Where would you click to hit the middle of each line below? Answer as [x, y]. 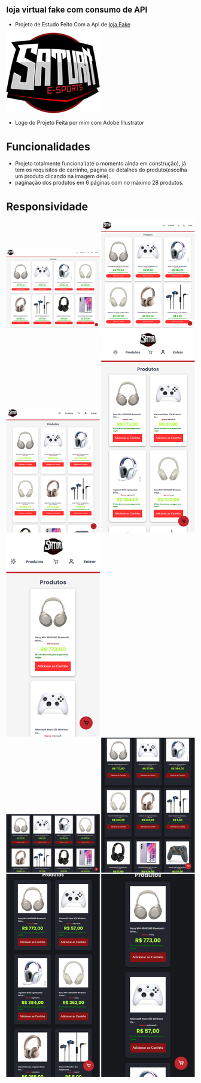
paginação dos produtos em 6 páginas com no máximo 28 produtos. [99, 183]
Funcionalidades [48, 147]
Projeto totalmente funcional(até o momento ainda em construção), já [100, 164]
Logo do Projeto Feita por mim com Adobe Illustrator [80, 123]
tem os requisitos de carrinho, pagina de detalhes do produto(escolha [101, 170]
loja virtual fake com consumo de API [77, 10]
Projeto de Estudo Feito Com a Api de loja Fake [72, 24]
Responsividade [47, 207]
